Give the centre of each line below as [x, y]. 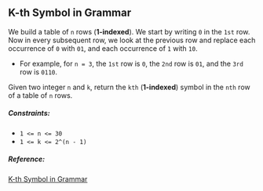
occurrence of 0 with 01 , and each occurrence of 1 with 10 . [103, 48]
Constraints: [29, 114]
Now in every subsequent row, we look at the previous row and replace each [132, 40]
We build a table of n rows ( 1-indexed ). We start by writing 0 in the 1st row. [129, 31]
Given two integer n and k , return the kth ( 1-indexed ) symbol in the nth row [129, 87]
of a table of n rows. [40, 95]
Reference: [27, 159]
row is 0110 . [38, 72]
